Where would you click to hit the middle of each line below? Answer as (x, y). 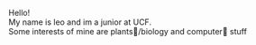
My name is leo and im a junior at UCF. (80, 22)
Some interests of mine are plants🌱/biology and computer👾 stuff (128, 31)
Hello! (19, 13)
